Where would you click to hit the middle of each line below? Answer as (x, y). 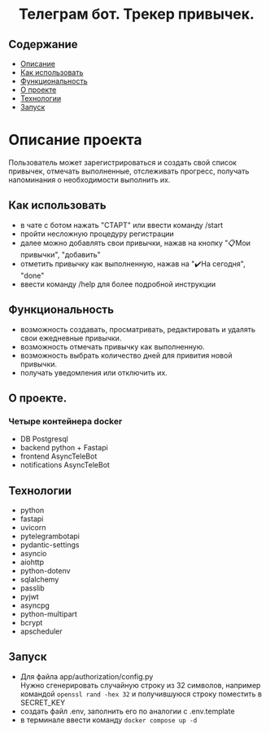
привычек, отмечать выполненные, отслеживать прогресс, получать (129, 171)
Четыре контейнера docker (65, 421)
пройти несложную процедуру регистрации (97, 234)
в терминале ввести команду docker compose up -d (109, 720)
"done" (32, 275)
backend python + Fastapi (64, 448)
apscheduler (41, 631)
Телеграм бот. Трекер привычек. (137, 14)
